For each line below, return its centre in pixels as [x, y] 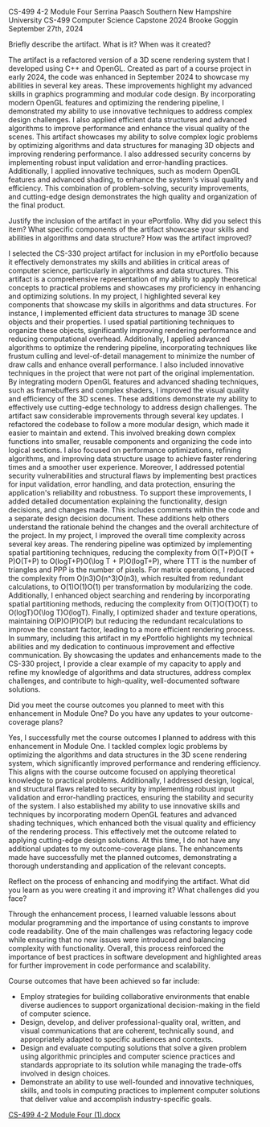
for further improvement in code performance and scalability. [110, 965]
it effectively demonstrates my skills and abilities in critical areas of [119, 262]
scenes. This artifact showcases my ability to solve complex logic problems [133, 137]
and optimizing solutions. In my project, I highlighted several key [115, 296]
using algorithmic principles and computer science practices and [127, 1056]
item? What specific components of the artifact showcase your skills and [129, 229]
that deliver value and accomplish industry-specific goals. [116, 1099]
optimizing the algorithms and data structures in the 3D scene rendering [128, 755]
